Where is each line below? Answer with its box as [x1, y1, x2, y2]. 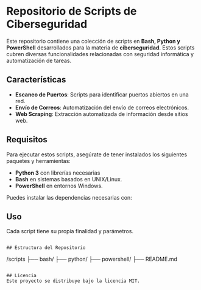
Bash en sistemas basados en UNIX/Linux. [15, 175, 122, 183]
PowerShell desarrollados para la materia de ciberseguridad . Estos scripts [6, 44, 195, 51]
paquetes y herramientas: [6, 157, 71, 164]
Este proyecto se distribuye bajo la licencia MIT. [6, 278, 140, 285]
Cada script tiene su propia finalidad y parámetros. [6, 228, 134, 235]
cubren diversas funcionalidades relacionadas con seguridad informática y [6, 50, 194, 57]
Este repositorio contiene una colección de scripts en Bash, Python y [6, 37, 181, 45]
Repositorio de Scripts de [6, 4, 137, 18]
